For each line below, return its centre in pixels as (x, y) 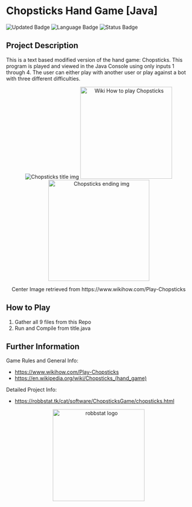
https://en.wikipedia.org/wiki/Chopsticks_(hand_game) (80, 378)
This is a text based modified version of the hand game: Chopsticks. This (95, 59)
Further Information (43, 346)
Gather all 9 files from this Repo (53, 322)
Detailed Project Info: (31, 390)
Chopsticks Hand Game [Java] (82, 11)
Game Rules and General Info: (42, 361)
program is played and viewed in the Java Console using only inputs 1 (90, 66)
